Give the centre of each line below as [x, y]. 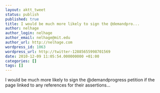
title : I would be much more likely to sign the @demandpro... [72, 24]
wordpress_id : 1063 [25, 47]
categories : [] [21, 61]
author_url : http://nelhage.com [39, 42]
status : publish [22, 14]
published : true [22, 19]
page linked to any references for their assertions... [58, 85]
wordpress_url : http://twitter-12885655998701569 [58, 51]
